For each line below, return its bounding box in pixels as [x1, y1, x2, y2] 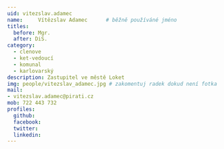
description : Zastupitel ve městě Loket [7, 73, 125, 81]
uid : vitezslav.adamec [7, 10, 72, 17]
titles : [7, 23, 30, 30]
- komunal [13, 61, 41, 68]
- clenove [13, 49, 41, 56]
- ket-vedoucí [13, 55, 54, 62]
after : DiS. [13, 36, 48, 43]
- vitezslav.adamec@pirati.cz [7, 93, 94, 100]
